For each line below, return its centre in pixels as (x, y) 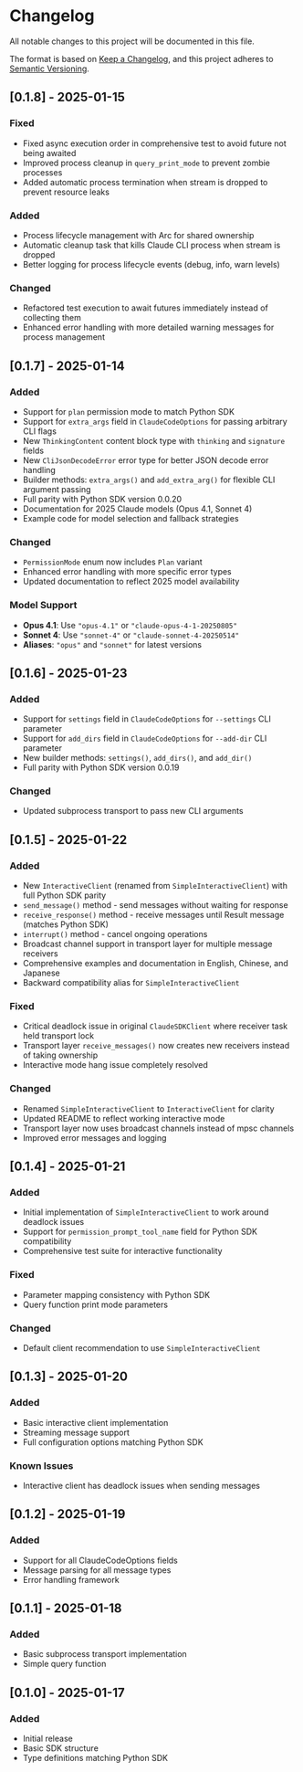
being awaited (49, 153)
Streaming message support (76, 1432)
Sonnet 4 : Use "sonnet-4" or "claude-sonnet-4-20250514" (131, 635)
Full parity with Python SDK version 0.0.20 (102, 499)
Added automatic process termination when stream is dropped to (145, 182)
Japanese (42, 973)
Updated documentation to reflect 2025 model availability (131, 582)
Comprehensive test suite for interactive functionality (122, 1251)
